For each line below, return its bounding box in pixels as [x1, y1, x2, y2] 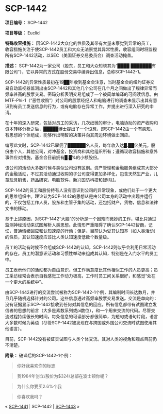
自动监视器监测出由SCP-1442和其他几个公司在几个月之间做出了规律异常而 [9, 85, 157, 91]
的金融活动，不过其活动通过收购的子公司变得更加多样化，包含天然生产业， [5, 171, 154, 176]
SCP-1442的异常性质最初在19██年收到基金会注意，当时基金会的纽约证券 [5, 79, 150, 85]
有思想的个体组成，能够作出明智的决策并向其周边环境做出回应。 [5, 132, 132, 138]
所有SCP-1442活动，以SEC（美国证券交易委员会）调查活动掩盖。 [5, 52, 136, 58]
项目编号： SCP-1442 [5, 19, 48, 25]
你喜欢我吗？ [16, 394, 43, 399]
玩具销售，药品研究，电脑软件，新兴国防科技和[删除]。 [9, 177, 119, 183]
